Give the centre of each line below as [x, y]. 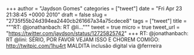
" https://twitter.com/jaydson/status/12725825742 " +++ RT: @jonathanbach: [97, 33]
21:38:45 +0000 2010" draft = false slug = [57, 15]
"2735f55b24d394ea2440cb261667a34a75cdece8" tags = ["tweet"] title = [96, 21]
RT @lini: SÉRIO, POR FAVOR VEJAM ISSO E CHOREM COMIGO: [83, 39]
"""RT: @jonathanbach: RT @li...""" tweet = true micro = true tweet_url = [93, 27]
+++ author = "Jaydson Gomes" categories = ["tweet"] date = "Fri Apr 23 [94, 8]
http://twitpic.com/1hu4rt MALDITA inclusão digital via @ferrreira [84, 46]
